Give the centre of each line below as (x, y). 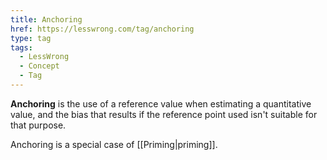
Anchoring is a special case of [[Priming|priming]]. (114, 144)
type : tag (31, 38)
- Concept (39, 66)
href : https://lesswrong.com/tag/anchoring (102, 29)
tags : (21, 47)
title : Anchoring (46, 19)
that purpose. (38, 125)
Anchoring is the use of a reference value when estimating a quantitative (161, 103)
